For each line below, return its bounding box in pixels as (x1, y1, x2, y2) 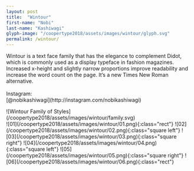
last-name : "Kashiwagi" (6, 25, 65, 31)
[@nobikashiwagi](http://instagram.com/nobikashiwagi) (6, 96, 142, 104)
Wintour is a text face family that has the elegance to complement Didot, (6, 53, 182, 59)
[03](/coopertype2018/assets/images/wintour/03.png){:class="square (6, 133, 177, 140)
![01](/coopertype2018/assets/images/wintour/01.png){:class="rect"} (6, 121, 174, 127)
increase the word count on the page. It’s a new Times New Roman (6, 72, 169, 78)
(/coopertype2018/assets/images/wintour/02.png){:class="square (6, 127, 167, 134)
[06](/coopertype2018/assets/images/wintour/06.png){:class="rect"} (6, 158, 175, 165)
